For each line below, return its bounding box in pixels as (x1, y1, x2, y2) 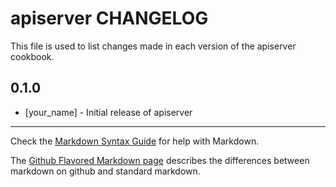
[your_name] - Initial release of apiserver (24, 106, 193, 118)
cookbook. (10, 50, 55, 62)
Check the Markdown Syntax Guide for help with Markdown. (10, 135, 260, 147)
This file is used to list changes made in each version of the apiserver (10, 40, 297, 52)
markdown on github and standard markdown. (10, 165, 201, 177)
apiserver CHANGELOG (10, 7, 209, 30)
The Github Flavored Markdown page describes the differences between (10, 154, 310, 166)
